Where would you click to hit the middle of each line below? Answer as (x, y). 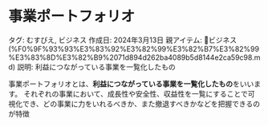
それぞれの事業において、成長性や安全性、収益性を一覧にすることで (136, 93)
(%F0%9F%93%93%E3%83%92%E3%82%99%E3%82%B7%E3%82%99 (134, 49)
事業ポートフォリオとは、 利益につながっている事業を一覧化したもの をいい (131, 84)
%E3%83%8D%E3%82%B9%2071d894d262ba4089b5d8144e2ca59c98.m (134, 57)
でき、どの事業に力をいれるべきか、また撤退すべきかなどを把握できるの (141, 104)
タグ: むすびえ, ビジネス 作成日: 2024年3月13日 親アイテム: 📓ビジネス (123, 40)
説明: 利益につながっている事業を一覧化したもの (96, 67)
